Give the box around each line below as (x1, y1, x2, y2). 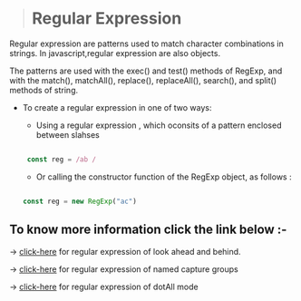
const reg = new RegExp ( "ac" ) (22, 197, 138, 206)
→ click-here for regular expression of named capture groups (9, 263, 238, 275)
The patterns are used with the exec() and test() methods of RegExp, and (9, 65, 283, 76)
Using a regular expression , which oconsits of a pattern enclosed (35, 120, 282, 131)
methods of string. (9, 84, 79, 95)
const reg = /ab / (26, 154, 97, 164)
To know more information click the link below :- (9, 222, 287, 238)
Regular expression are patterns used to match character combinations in (9, 38, 284, 49)
